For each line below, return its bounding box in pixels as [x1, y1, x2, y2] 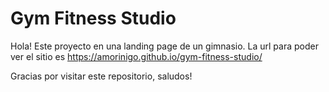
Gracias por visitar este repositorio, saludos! [10, 70, 193, 82]
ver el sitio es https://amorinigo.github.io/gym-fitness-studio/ [10, 50, 263, 62]
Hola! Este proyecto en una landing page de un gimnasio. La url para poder [10, 40, 319, 52]
